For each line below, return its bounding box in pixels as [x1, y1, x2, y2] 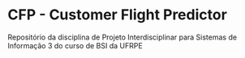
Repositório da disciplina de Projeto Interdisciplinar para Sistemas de [7, 32, 237, 42]
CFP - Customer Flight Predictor [7, 6, 228, 24]
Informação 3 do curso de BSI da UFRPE [7, 40, 143, 50]
